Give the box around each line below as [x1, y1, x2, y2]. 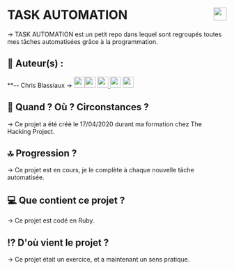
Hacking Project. [7, 127, 55, 135]
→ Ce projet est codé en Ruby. [7, 216, 95, 225]
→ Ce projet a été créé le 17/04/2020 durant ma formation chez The [7, 119, 202, 128]
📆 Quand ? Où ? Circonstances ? [7, 101, 150, 113]
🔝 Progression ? [7, 147, 77, 159]
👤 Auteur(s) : [7, 58, 64, 70]
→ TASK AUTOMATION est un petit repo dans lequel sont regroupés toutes [7, 30, 222, 38]
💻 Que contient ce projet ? [7, 194, 125, 206]
